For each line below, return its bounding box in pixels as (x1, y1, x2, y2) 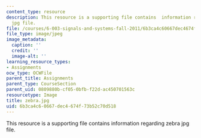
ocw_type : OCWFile (6, 70, 52, 76)
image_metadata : (6, 36, 47, 42)
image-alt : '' (11, 53, 47, 59)
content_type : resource (6, 8, 66, 15)
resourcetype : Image (6, 92, 58, 98)
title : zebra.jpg (6, 97, 50, 103)
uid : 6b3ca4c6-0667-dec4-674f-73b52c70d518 (6, 103, 117, 109)
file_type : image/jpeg (6, 31, 63, 37)
